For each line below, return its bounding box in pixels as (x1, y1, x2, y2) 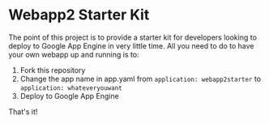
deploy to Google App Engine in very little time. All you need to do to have (8, 40, 254, 50)
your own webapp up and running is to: (8, 49, 139, 59)
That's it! (8, 107, 38, 117)
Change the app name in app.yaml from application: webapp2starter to (19, 74, 262, 83)
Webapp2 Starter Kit (8, 6, 150, 24)
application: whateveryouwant (19, 83, 123, 92)
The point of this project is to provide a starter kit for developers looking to (8, 32, 258, 42)
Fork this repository (19, 65, 86, 74)
